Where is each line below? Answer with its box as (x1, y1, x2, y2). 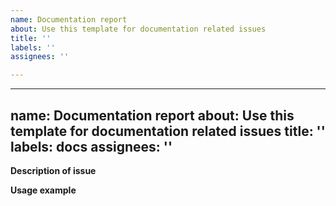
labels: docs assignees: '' (10, 138, 173, 155)
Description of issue (10, 164, 97, 176)
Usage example (10, 184, 77, 196)
